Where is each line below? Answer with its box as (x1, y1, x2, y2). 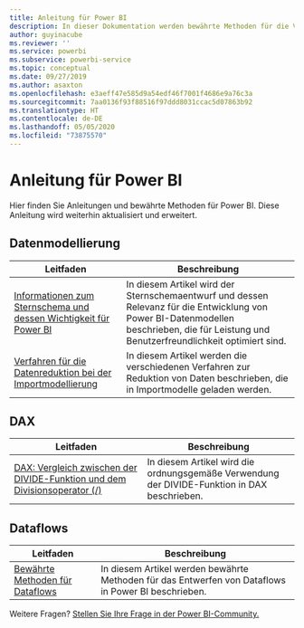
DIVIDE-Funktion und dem (14, 472, 127, 485)
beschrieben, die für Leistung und (126, 323, 270, 336)
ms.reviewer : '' (9, 38, 71, 48)
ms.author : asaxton (9, 81, 83, 90)
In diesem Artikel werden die (126, 349, 247, 362)
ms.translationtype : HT (9, 106, 100, 115)
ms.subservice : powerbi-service (9, 55, 131, 64)
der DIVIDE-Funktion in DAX (147, 479, 268, 491)
